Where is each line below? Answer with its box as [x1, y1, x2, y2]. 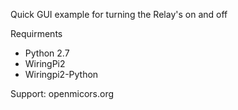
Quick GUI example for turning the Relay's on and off [10, 9, 228, 20]
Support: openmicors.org [10, 88, 114, 99]
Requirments [10, 28, 63, 39]
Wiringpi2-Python [24, 69, 99, 80]
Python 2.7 [24, 47, 70, 59]
